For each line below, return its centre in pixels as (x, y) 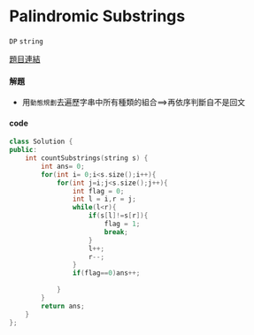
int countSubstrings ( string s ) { (87, 158)
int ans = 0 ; (63, 166)
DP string (27, 42)
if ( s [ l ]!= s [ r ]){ (118, 216)
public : (23, 150)
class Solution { (41, 142)
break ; (116, 232)
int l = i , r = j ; (104, 199)
